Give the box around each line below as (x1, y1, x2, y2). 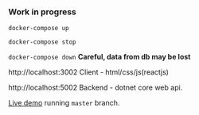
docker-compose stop (8, 38, 77, 46)
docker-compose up (8, 25, 69, 33)
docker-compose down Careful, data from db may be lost (8, 52, 191, 62)
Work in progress (8, 6, 77, 17)
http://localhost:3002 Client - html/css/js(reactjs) (8, 67, 170, 77)
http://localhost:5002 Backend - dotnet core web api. (8, 82, 183, 93)
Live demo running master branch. (8, 98, 120, 108)
